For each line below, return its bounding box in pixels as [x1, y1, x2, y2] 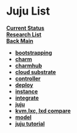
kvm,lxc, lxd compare [15, 107, 71, 114]
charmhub [15, 62, 42, 69]
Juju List [6, 4, 50, 18]
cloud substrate [15, 68, 56, 75]
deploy [15, 81, 33, 89]
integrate [15, 94, 39, 101]
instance [15, 87, 38, 95]
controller [15, 75, 41, 82]
